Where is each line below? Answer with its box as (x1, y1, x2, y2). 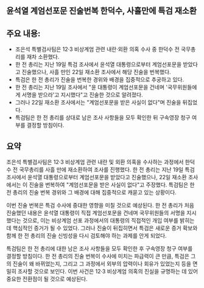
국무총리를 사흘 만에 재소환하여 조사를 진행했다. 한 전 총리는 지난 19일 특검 (19, 166, 195, 173)
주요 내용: (6, 28, 41, 38)
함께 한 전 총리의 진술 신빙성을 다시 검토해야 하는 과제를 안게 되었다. (6, 232, 167, 239)
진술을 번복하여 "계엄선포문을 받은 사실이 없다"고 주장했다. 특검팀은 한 (29, 181, 195, 188)
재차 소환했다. (26, 53, 60, 61)
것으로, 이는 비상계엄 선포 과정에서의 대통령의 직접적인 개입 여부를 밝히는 (22, 217, 195, 224)
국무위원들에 (167, 84, 197, 91)
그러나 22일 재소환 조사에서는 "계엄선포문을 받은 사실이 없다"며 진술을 (15, 99, 181, 106)
